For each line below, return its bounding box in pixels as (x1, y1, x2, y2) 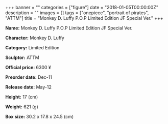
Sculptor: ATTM (5, 54, 39, 60)
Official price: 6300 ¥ (5, 65, 51, 70)
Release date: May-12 (5, 84, 52, 90)
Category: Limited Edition (5, 45, 60, 50)
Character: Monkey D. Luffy (5, 35, 65, 41)
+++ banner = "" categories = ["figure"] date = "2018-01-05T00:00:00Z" (5, 5, 159, 10)
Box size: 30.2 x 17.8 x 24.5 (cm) (5, 114, 74, 119)
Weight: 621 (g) (5, 104, 38, 110)
